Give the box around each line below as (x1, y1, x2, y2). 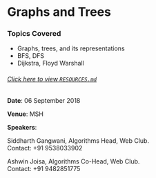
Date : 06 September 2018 (7, 96, 81, 104)
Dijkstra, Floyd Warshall (17, 59, 84, 68)
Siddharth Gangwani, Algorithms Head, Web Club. (7, 136, 150, 145)
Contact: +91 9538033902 (7, 144, 83, 152)
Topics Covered (7, 29, 61, 39)
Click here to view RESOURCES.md (7, 75, 97, 83)
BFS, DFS (17, 52, 45, 60)
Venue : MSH (7, 110, 43, 118)
